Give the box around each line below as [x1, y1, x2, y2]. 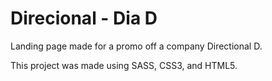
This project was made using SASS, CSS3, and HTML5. [10, 59, 238, 71]
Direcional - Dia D [10, 7, 158, 30]
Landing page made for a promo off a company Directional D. [10, 40, 263, 52]
